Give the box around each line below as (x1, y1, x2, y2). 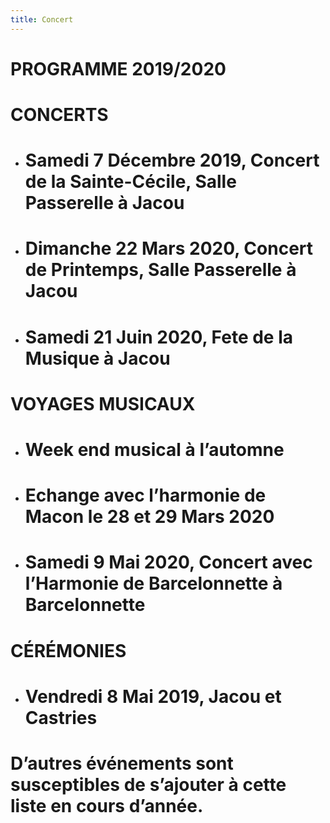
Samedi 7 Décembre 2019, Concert (24, 149, 320, 172)
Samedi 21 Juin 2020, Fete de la (24, 326, 294, 348)
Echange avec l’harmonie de (24, 484, 267, 507)
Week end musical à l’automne (24, 438, 285, 461)
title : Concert (10, 14, 74, 25)
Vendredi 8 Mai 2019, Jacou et (24, 685, 282, 708)
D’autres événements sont (10, 752, 234, 775)
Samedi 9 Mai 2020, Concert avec (24, 551, 313, 574)
